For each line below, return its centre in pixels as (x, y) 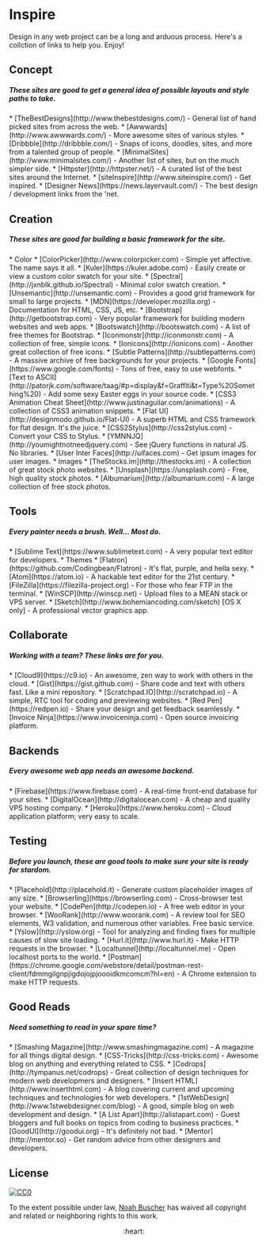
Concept (31, 70)
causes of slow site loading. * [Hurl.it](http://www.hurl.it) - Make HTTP (124, 940)
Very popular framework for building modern (172, 318)
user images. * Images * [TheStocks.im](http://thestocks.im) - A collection (130, 461)
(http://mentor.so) (38, 1140)
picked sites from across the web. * (67, 127)
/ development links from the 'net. (64, 194)
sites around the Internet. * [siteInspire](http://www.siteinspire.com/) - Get (130, 177)
